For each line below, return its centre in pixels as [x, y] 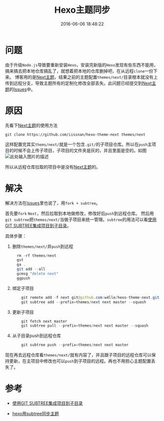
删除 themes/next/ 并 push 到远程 [43, 246]
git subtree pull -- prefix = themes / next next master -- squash [85, 326]
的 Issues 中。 [23, 89]
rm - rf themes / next [37, 255]
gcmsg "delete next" [38, 274]
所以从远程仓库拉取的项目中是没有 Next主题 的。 [53, 167]
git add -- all [31, 269]
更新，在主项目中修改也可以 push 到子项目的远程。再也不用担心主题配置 [80, 361]
